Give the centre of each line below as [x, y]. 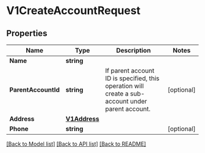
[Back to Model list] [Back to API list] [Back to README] [76, 144]
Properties [27, 33]
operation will [125, 86]
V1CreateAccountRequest [74, 11]
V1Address [82, 119]
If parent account [130, 71]
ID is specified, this [132, 78]
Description [133, 50]
